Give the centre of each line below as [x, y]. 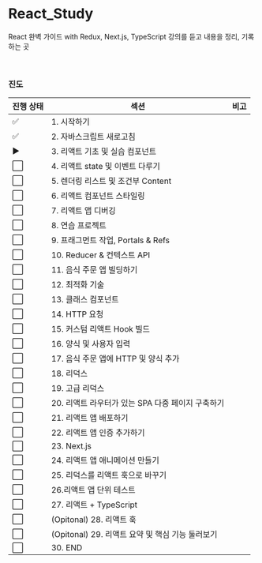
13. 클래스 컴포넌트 [85, 299]
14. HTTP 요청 [77, 314]
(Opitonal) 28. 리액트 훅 [94, 520]
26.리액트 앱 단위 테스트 [93, 490]
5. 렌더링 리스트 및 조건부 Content [111, 181]
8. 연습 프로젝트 [79, 226]
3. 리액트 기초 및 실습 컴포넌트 [103, 152]
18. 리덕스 [69, 373]
